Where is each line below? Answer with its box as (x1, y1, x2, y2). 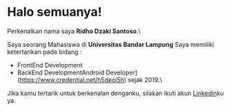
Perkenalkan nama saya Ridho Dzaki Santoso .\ (7, 27, 141, 35)
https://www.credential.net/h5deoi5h (19, 75, 125, 83)
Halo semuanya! (7, 4, 102, 20)
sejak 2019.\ (128, 75, 162, 83)
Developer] (106, 68, 138, 77)
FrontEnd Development (17, 61, 83, 69)
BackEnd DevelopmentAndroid (17, 68, 105, 77)
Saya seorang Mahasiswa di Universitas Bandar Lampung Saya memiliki (7, 40, 214, 48)
